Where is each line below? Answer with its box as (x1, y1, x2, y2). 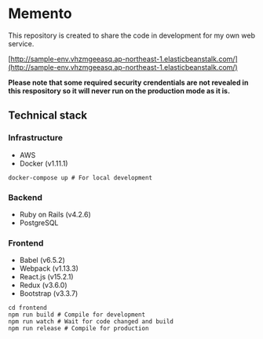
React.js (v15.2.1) (19, 272, 74, 282)
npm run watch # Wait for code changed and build (8, 318, 174, 326)
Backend (8, 191, 43, 202)
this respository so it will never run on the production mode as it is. (8, 86, 230, 95)
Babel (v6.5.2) (19, 256, 65, 265)
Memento (8, 5, 72, 23)
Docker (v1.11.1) (19, 159, 68, 168)
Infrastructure (8, 133, 64, 144)
